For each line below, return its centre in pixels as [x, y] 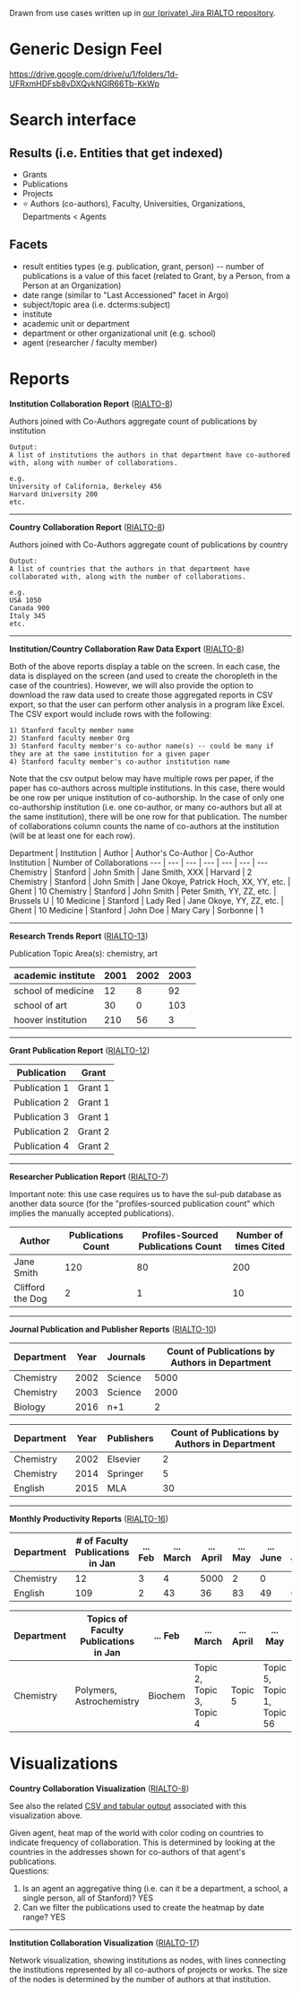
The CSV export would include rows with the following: [111, 713]
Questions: [29, 1871]
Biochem [167, 1695]
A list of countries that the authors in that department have [130, 569]
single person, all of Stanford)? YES [88, 1898]
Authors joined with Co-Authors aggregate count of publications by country [149, 544]
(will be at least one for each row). [73, 835]
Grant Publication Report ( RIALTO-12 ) [80, 1050]
